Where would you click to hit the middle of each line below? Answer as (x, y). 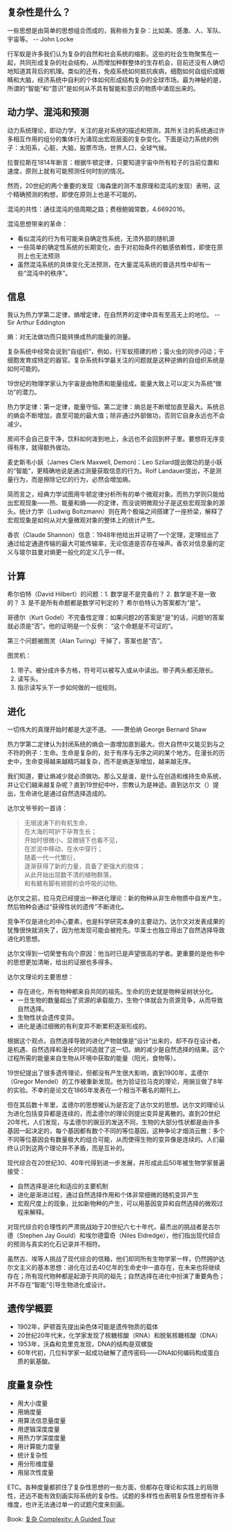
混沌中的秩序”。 (49, 273)
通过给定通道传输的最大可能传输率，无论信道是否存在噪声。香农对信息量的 (113, 544)
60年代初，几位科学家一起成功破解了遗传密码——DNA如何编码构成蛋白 (118, 1352)
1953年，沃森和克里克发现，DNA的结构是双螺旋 (85, 1344)
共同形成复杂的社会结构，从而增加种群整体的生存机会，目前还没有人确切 (122, 62)
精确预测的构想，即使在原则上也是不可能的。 (76, 194)
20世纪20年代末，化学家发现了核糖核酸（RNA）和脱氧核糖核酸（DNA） (119, 1335)
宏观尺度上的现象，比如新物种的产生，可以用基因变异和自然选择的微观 (117, 1203)
